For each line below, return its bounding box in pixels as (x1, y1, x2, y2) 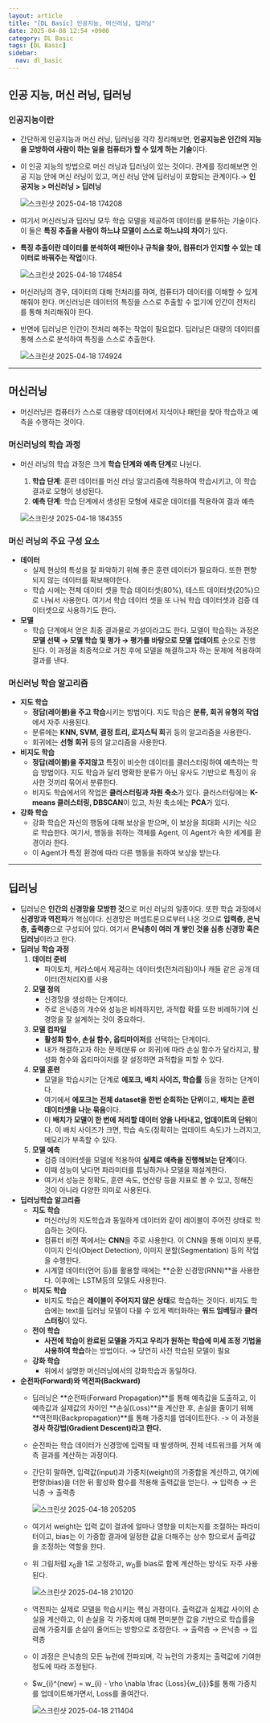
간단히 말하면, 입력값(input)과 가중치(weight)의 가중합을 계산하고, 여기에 (31, 1468, 260, 1477)
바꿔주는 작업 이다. (41, 252, 98, 262)
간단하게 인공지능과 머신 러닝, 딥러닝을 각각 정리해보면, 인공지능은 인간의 (19, 134, 247, 144)
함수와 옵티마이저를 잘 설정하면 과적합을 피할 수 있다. (59, 1055, 224, 1064)
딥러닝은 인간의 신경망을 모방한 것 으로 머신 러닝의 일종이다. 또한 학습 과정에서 (19, 904, 262, 914)
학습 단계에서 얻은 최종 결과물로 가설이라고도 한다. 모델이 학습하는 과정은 (31, 625, 260, 635)
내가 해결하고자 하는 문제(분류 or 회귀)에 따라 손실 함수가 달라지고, (43, 1045, 252, 1055)
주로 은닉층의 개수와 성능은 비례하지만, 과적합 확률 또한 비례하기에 (43, 1005, 251, 1015)
